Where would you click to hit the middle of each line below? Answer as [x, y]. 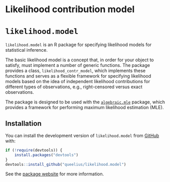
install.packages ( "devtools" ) [47, 155]
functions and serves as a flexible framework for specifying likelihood [78, 76]
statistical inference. [26, 50]
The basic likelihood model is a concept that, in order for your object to [80, 60]
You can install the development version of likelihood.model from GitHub [82, 135]
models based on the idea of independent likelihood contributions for [78, 82]
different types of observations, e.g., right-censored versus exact [74, 87]
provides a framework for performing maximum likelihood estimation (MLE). [84, 107]
